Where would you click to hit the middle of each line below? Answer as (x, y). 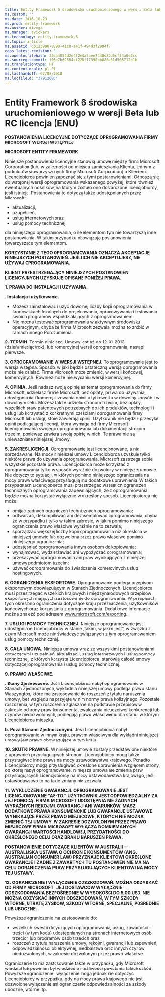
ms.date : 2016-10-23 (26, 19)
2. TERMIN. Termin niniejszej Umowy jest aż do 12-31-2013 (65, 342)
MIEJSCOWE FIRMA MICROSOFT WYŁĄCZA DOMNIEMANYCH (70, 826)
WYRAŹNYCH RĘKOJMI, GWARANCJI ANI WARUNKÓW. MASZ (70, 806)
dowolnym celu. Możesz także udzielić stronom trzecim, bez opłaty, (74, 402)
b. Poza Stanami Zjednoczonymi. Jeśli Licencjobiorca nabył (66, 729)
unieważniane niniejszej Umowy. (38, 439)
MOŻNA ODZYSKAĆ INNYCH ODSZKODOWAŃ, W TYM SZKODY (72, 898)
